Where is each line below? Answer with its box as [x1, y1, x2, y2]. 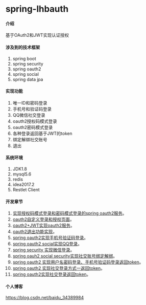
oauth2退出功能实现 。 [12, 229, 57, 235]
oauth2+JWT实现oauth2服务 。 [12, 222, 75, 228]
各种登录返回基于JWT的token [12, 131, 73, 136]
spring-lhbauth [5, 3, 69, 15]
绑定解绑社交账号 [12, 136, 48, 142]
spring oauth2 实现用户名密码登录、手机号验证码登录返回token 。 [12, 259, 144, 265]
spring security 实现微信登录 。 [12, 247, 75, 253]
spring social [12, 71, 39, 77]
